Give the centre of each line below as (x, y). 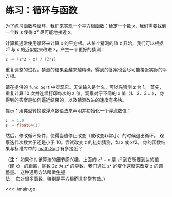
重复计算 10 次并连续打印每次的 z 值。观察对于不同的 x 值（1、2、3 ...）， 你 (85, 93)
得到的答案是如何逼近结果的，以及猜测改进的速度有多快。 (66, 100)
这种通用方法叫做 (38, 172)
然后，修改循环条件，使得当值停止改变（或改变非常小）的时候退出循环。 (82, 135)
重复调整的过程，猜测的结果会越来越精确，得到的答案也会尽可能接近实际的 (84, 69)
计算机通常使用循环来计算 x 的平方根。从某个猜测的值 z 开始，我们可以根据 (85, 43)
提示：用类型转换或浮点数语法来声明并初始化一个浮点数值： (68, 110)
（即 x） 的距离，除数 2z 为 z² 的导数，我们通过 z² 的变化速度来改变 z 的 (82, 166)
